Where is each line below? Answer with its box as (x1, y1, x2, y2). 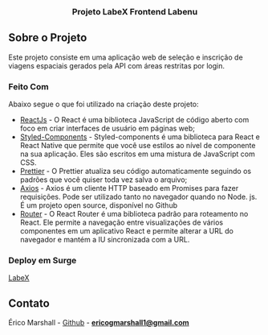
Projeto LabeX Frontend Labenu (71, 6, 198, 17)
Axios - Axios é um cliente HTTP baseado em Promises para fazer (19, 184, 239, 193)
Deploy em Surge (8, 254, 77, 266)
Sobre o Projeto (8, 31, 87, 45)
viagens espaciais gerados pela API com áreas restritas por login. (8, 60, 225, 70)
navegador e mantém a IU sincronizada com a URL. (19, 235, 190, 245)
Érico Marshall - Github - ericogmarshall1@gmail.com (8, 318, 190, 328)
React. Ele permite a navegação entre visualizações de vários (19, 217, 224, 227)
